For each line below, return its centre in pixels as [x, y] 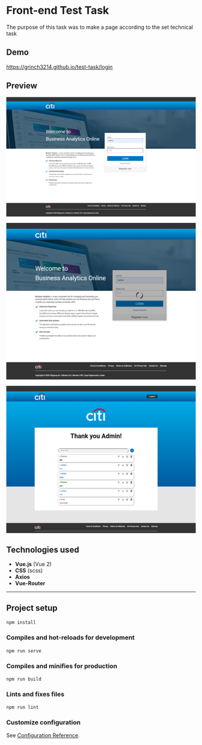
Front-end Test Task [58, 11]
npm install [21, 622]
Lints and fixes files [35, 694]
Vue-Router [30, 583]
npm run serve [24, 651]
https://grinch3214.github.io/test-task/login [60, 67]
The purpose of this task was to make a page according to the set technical [100, 27]
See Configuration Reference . [43, 735]
